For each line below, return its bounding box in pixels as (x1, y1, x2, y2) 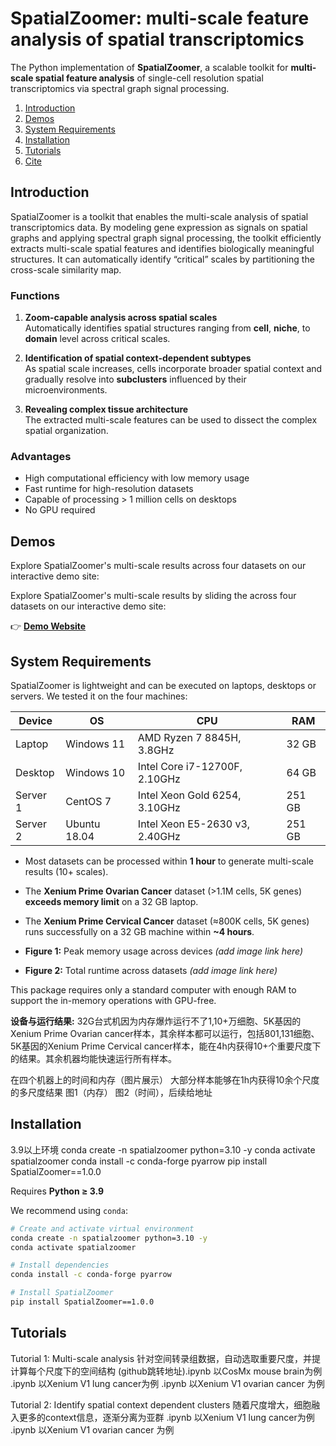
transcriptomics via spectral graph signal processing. (10, 82, 230, 94)
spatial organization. (24, 425, 109, 437)
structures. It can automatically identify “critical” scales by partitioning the (10, 253, 315, 265)
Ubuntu (65, 817, 101, 831)
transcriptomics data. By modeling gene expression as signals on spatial (10, 221, 308, 233)
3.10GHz (137, 800, 181, 814)
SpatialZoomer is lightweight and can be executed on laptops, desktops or (10, 679, 317, 691)
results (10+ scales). (24, 865, 109, 877)
